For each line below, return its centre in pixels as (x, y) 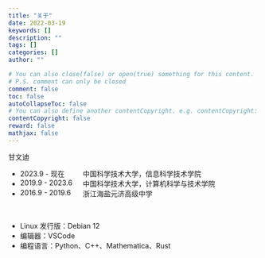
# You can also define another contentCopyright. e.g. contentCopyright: (133, 111)
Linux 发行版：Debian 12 (60, 225)
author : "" (26, 60)
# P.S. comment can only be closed (67, 81)
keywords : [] (30, 30)
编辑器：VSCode (47, 236)
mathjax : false (33, 133)
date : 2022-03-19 (37, 23)
